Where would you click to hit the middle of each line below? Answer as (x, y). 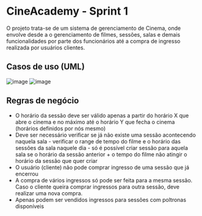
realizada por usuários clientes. (46, 48)
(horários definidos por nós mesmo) (60, 128)
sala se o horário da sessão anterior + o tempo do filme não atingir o (101, 154)
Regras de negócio (43, 101)
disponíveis (30, 206)
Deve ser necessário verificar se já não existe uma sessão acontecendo (106, 135)
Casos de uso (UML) (46, 67)
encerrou (27, 174)
